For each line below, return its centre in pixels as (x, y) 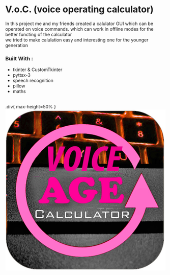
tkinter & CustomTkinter (37, 70)
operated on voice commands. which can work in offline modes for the (79, 29)
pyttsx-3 (21, 75)
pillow (19, 86)
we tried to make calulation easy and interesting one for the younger (77, 40)
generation (17, 45)
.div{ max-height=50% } (31, 107)
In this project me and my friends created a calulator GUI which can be (79, 24)
